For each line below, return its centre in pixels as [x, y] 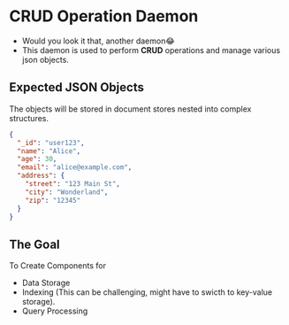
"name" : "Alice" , [49, 151]
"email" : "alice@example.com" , [75, 167]
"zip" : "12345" [53, 200]
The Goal [34, 244]
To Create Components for [58, 266]
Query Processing [55, 311]
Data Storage [46, 283]
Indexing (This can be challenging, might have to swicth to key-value [147, 292]
